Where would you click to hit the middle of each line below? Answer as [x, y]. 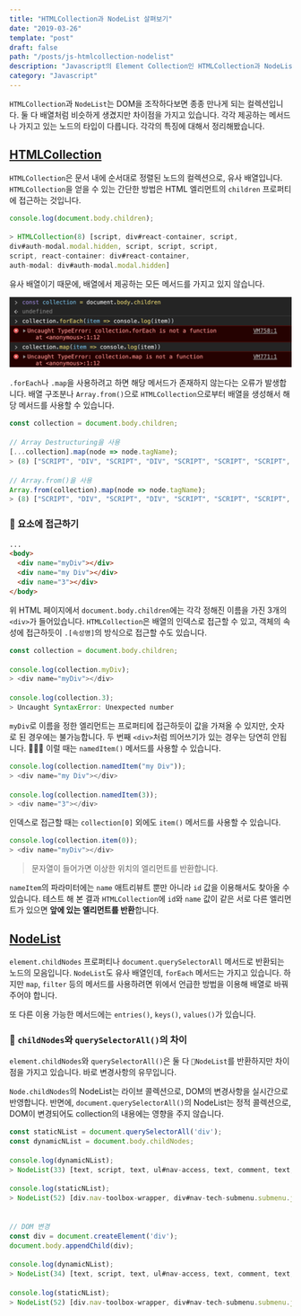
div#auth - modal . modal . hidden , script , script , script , [114, 247]
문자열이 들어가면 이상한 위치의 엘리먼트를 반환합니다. [125, 869]
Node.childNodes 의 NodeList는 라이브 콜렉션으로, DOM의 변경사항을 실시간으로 [149, 1091]
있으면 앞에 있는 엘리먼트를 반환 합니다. [92, 910]
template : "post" [42, 38]
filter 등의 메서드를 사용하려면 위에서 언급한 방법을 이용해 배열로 [157, 984]
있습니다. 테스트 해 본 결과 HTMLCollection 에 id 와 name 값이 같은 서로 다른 [139, 899]
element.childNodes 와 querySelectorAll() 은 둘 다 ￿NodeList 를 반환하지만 [141, 1061]
